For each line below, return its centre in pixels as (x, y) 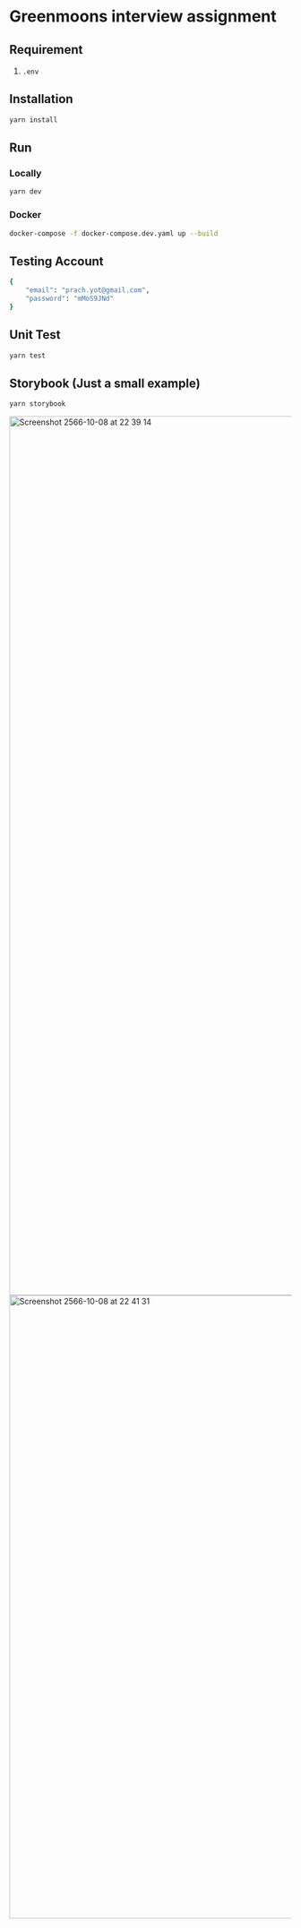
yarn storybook (38, 404)
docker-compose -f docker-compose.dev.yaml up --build (114, 233)
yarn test (28, 356)
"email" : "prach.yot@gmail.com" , (88, 290)
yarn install (34, 120)
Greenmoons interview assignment (143, 17)
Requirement (46, 50)
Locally (26, 173)
